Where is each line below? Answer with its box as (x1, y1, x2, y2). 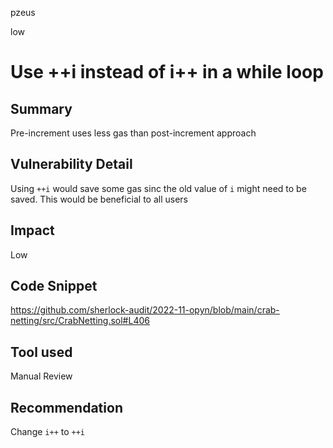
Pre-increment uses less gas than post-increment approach (10, 127, 257, 139)
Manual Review (10, 370, 73, 382)
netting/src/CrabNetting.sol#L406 (10, 315, 150, 327)
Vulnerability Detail (10, 156, 133, 173)
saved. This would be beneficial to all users (10, 193, 188, 205)
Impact (10, 222, 55, 239)
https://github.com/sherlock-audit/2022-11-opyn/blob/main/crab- (10, 304, 280, 316)
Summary (10, 100, 73, 117)
